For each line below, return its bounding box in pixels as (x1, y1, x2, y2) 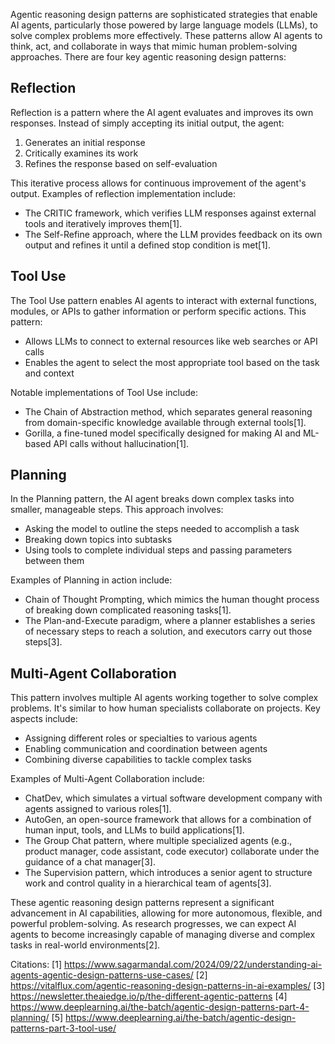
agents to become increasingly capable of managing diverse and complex (10, 929, 316, 941)
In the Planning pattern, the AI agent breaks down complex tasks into (10, 493, 295, 505)
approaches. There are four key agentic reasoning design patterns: (10, 51, 287, 63)
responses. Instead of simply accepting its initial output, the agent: (10, 117, 285, 129)
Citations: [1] (10, 959, 63, 971)
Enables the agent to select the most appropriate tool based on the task (24, 356, 320, 368)
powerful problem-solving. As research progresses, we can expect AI (10, 918, 297, 930)
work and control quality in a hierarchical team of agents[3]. (24, 877, 272, 889)
